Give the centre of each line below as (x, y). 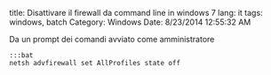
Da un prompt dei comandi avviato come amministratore (112, 39)
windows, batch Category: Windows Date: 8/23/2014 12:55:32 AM (130, 22)
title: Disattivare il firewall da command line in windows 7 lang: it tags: (136, 13)
